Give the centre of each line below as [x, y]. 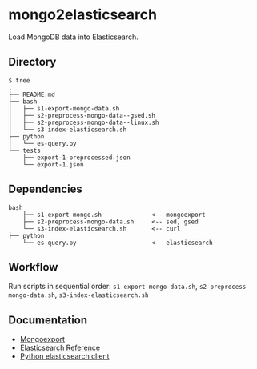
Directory [32, 62]
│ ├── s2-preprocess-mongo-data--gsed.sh [82, 115]
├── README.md [32, 94]
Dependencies [45, 189]
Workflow [33, 267]
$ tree [19, 80]
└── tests [25, 150]
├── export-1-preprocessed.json [76, 158]
